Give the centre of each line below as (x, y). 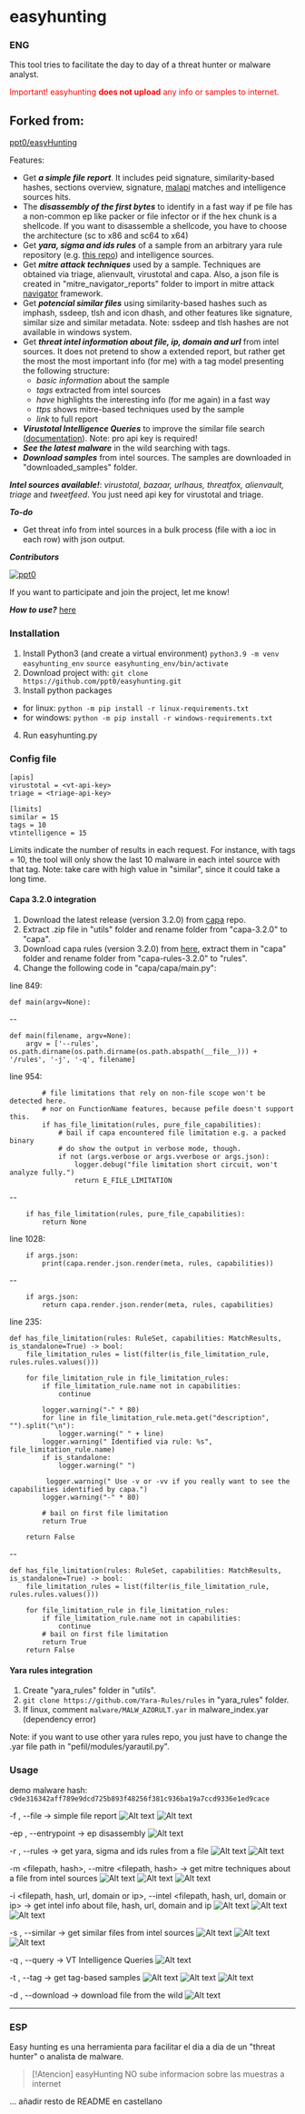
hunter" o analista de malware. (67, 2056)
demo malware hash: (49, 1790)
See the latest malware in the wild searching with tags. (126, 448)
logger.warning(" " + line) (111, 1434)
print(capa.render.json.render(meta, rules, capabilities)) (158, 1264)
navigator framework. (63, 293)
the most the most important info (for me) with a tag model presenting (153, 362)
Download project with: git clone (85, 672)
